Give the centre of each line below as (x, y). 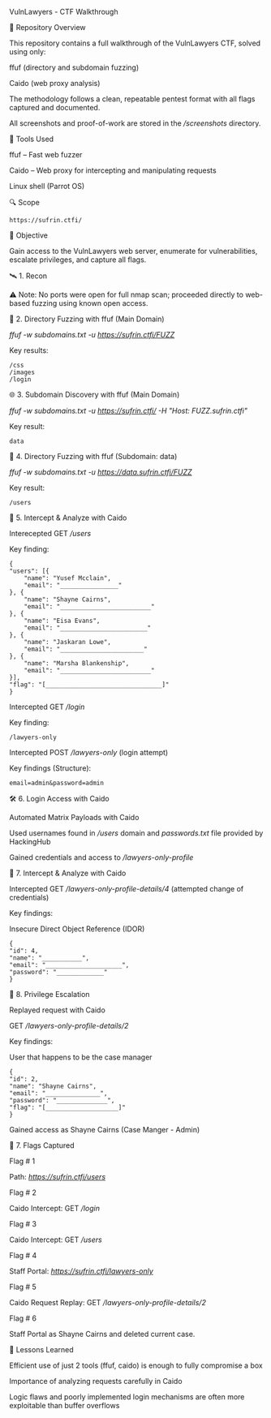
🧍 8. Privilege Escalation (49, 994)
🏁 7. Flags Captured (42, 1145)
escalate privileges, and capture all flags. (78, 260)
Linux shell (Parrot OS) (47, 186)
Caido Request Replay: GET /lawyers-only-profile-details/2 (108, 1302)
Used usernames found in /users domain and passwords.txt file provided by (136, 833)
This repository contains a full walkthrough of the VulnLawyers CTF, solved (135, 43)
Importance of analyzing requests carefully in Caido (96, 1381)
